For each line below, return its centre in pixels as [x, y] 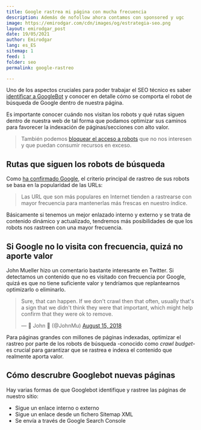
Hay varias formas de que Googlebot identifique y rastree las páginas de [96, 390]
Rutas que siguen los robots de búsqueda [86, 164]
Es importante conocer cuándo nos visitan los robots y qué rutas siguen [95, 114]
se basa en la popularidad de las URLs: [54, 185]
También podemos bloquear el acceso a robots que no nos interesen [106, 139]
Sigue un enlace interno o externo [57, 408]
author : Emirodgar [29, 40]
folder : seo [21, 62]
